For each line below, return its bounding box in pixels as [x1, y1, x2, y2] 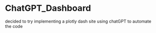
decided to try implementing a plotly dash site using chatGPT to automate [5, 18, 152, 24]
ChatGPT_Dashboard [5, 3, 91, 14]
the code [5, 23, 23, 29]
